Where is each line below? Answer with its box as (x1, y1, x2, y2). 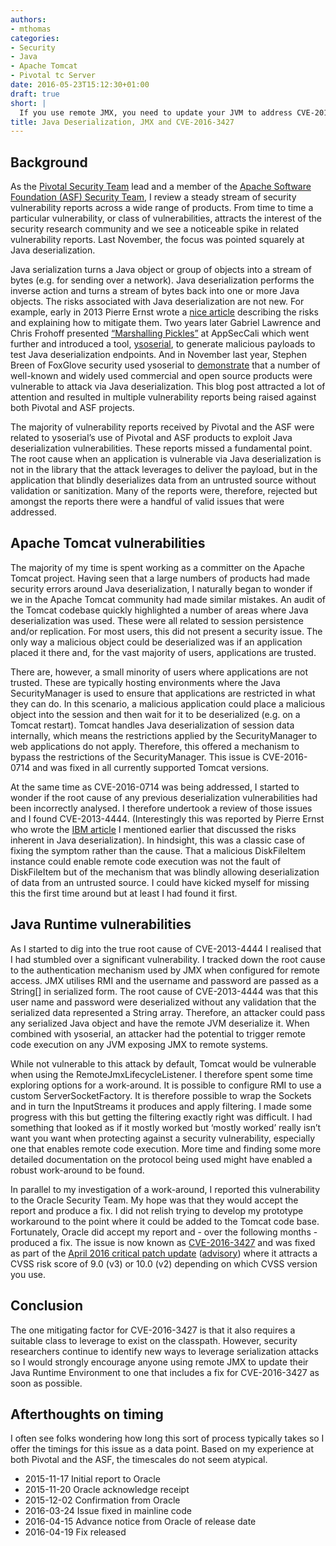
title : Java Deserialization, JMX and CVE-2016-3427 (10, 117, 235, 127)
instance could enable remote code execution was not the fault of (10, 855, 282, 867)
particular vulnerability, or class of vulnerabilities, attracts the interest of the (10, 212, 322, 225)
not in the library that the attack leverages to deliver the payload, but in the (10, 464, 318, 476)
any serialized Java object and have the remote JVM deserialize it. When (10, 1017, 310, 1029)
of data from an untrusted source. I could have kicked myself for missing (10, 876, 310, 888)
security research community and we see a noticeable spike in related (10, 223, 300, 235)
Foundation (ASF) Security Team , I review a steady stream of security (10, 191, 297, 203)
